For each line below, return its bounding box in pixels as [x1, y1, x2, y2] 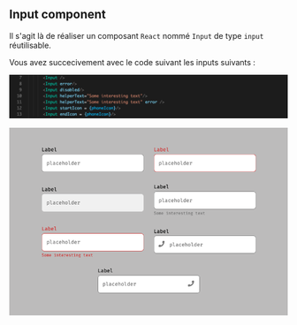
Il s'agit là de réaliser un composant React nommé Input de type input [9, 30, 264, 41]
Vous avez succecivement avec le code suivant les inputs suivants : [9, 57, 256, 67]
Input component [9, 7, 106, 22]
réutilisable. [9, 40, 51, 50]
